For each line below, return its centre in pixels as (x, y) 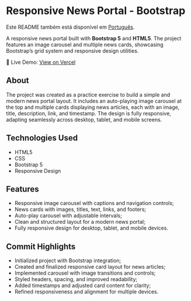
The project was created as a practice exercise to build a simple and (88, 94)
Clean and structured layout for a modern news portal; (80, 222)
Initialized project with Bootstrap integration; (68, 261)
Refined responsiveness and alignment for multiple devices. (86, 292)
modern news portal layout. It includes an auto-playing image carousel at (94, 101)
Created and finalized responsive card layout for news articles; (90, 267)
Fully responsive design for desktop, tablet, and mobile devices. (91, 228)
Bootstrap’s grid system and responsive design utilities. (72, 50)
